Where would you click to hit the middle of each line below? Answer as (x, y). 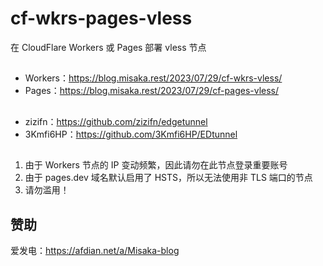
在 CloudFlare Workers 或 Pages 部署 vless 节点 (108, 47)
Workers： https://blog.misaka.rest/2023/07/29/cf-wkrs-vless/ (153, 78)
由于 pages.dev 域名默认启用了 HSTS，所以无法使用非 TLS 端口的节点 (168, 178)
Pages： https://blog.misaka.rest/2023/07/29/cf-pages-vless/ (152, 91)
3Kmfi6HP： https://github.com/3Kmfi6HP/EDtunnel (131, 134)
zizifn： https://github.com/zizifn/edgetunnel (116, 121)
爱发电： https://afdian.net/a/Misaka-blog (95, 250)
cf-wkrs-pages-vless (101, 18)
